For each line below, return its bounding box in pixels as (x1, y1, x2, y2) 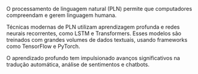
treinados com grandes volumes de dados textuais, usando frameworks (6, 36, 188, 43)
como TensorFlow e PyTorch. (6, 42, 80, 50)
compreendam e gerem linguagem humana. (6, 12, 117, 19)
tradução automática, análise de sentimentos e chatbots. (6, 61, 150, 68)
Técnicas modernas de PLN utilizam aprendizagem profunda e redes (6, 24, 180, 30)
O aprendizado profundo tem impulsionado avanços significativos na (6, 55, 180, 61)
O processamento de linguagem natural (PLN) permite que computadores (6, 5, 192, 12)
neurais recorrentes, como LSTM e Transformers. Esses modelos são (6, 30, 182, 37)
